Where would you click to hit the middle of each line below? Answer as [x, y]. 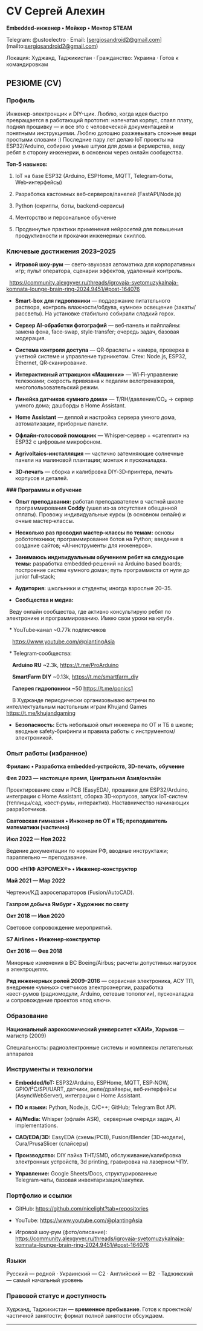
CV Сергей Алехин [56, 11]
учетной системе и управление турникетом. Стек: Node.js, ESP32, [101, 356]
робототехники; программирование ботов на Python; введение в [99, 539]
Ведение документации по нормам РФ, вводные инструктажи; [87, 851]
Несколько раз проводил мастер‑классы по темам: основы [95, 532]
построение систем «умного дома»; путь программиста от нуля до [102, 570]
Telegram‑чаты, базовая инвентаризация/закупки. [79, 1180]
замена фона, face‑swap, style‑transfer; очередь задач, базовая [97, 332]
